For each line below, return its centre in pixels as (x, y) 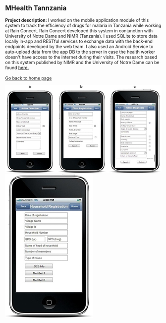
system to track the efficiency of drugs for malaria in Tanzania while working (83, 25)
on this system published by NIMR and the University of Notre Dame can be (82, 62)
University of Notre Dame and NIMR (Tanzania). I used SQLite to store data (81, 36)
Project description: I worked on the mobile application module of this (77, 20)
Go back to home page (28, 78)
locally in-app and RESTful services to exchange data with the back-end (79, 41)
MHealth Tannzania (36, 8)
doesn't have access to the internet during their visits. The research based (81, 57)
